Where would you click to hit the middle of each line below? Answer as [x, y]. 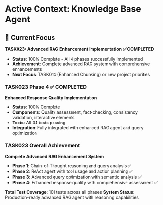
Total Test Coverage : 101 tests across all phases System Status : [70, 192]
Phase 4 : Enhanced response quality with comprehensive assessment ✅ [85, 182]
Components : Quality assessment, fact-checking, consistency [75, 112]
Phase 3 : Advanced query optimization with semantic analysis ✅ [77, 177]
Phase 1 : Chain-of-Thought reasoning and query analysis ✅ [72, 166]
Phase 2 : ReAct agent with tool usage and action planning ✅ [72, 171]
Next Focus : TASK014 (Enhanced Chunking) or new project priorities [81, 74]
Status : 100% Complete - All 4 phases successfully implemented [77, 59]
